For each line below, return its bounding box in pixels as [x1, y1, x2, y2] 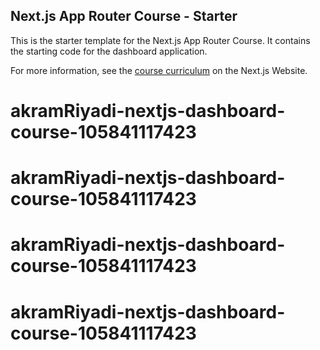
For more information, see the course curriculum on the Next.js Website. [10, 64, 308, 76]
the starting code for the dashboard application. [10, 45, 208, 57]
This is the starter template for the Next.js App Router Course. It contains [10, 34, 311, 46]
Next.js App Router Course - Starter [10, 8, 238, 25]
